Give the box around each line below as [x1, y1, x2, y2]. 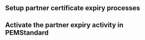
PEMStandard [5, 28, 49, 37]
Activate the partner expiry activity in [5, 21, 124, 29]
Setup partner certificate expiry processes [5, 4, 141, 12]
